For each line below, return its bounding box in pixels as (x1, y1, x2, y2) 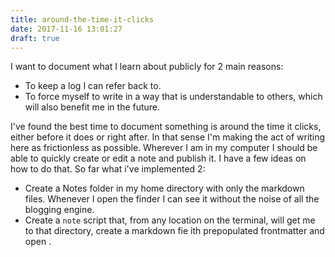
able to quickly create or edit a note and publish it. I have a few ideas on (10, 152, 307, 165)
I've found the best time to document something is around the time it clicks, (10, 121, 322, 133)
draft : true (10, 33, 60, 43)
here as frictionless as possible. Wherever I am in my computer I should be (10, 142, 318, 154)
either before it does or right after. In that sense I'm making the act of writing (10, 131, 326, 143)
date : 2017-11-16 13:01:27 (10, 24, 123, 34)
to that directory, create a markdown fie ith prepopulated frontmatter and (24, 225, 325, 237)
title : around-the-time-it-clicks (10, 14, 155, 25)
